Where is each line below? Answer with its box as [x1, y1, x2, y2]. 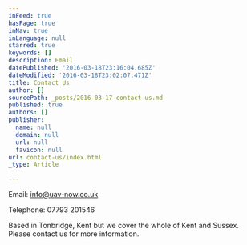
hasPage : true [8, 19, 56, 27]
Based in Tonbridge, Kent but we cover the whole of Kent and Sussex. [8, 221, 239, 231]
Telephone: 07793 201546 [8, 205, 95, 215]
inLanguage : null [8, 34, 67, 42]
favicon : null [15, 146, 63, 154]
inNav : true [8, 26, 48, 34]
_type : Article [8, 161, 59, 169]
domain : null [15, 131, 59, 139]
